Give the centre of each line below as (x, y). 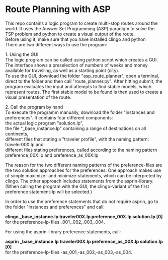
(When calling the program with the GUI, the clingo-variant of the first (77, 186)
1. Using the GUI (22, 54)
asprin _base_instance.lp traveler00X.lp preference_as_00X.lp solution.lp (84, 241)
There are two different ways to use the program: (56, 44)
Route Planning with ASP (58, 9)
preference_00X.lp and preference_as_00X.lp (52, 155)
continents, (17, 134)
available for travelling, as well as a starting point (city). (62, 70)
